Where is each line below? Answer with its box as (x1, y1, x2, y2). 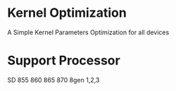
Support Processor (7, 52, 121, 69)
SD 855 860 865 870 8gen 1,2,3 (7, 76, 100, 84)
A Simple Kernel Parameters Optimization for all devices (7, 28, 170, 36)
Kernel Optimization (7, 5, 127, 21)
